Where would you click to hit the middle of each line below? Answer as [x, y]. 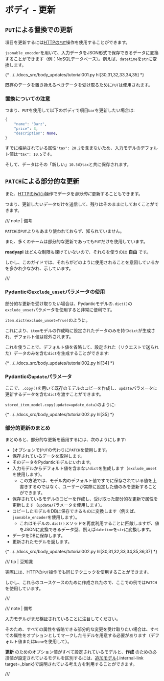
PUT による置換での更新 [39, 30]
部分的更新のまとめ [28, 428]
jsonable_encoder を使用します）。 [46, 517]
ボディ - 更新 [30, 10]
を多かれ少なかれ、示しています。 [39, 269]
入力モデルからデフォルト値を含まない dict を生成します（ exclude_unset [84, 469]
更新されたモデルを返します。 [42, 542]
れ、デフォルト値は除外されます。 [39, 336]
